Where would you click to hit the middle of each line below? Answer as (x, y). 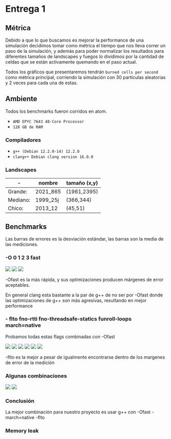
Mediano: (19, 200)
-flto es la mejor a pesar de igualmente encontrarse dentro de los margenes (85, 357)
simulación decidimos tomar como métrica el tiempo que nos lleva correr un (85, 46)
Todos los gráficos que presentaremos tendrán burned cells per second (82, 72)
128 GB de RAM (28, 127)
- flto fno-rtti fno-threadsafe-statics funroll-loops (69, 319)
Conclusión (20, 401)
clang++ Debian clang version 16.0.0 (53, 157)
